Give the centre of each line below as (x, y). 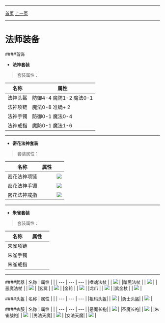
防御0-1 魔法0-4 (52, 116)
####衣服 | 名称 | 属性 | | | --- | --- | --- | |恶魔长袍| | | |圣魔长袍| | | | (80, 309)
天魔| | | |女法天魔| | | (69, 315)
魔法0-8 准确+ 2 (51, 107)
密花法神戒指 (23, 195)
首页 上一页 (16, 13)
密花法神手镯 (23, 186)
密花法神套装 (25, 143)
